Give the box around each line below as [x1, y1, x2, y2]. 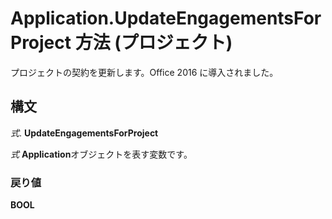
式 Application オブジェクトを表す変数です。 [10, 148, 193, 160]
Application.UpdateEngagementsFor [10, 7, 322, 30]
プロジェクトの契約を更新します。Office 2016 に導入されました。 [10, 66, 279, 78]
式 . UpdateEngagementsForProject [10, 127, 159, 139]
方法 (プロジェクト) [74, 32, 233, 54]
